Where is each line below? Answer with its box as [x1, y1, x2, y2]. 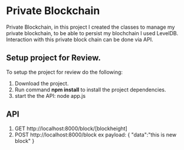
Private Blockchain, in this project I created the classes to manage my [6, 23, 175, 30]
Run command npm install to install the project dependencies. [14, 86, 166, 93]
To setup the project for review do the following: [6, 69, 123, 76]
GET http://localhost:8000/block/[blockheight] [14, 125, 128, 132]
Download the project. [14, 80, 69, 87]
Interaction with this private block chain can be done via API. [6, 36, 153, 43]
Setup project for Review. [6, 53, 101, 63]
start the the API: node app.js [14, 92, 86, 99]
